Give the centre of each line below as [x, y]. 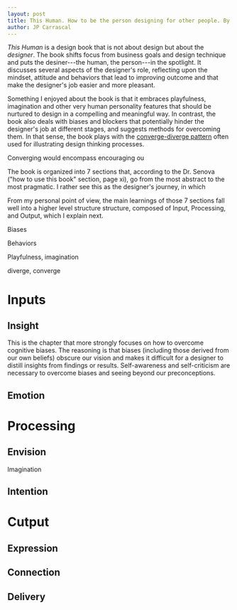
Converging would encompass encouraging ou [76, 158]
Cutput [28, 522]
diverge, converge [34, 271]
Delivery [27, 597]
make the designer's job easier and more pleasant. [82, 85]
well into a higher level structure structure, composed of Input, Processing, [116, 208]
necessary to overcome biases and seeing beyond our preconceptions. [111, 373]
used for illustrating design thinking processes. [76, 144]
